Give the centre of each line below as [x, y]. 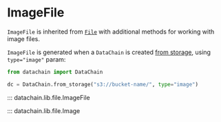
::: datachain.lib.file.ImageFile [49, 97]
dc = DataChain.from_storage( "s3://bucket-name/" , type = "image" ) [103, 84]
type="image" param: [36, 59]
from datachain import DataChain [55, 72]
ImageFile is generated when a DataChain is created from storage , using [109, 52]
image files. [23, 38]
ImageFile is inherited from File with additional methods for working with [111, 32]
